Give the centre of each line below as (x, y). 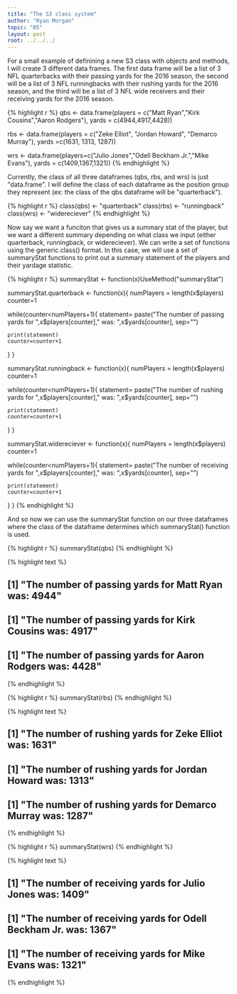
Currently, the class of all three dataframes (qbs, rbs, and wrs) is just (108, 177)
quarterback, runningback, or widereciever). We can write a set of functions (119, 243)
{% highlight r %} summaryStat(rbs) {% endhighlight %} (90, 698)
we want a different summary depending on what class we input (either (112, 235)
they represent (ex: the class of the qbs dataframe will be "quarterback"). (115, 192)
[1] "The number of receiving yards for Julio (106, 883)
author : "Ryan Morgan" (41, 21)
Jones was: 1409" (48, 894)
